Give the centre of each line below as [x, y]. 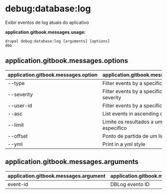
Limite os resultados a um [132, 121]
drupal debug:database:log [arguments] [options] [58, 41]
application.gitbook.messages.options [67, 61]
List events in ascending [131, 113]
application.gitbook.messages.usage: [45, 32]
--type [16, 83]
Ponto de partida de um [130, 136]
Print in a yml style [124, 144]
